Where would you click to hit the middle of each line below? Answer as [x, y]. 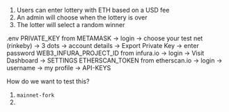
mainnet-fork [35, 95]
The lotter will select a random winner [71, 25]
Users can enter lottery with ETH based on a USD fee [93, 10]
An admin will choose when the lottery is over [82, 17]
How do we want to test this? [48, 81]
